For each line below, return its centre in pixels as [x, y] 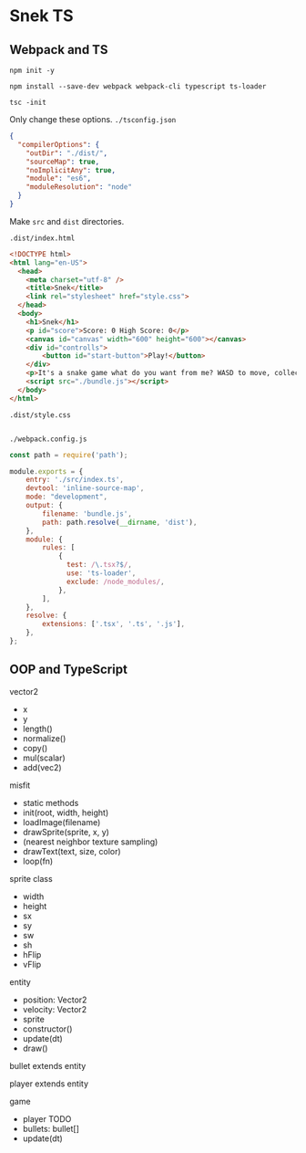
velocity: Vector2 [55, 1009]
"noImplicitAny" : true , [71, 170]
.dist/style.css [40, 415]
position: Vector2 [55, 1000]
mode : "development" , [66, 497]
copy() [35, 748]
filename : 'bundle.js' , [87, 514]
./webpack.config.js [49, 439]
